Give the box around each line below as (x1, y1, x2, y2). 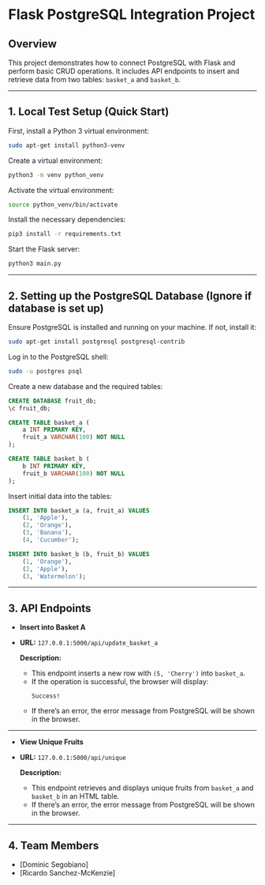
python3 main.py (8, 259, 62, 268)
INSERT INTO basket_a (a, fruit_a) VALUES (8, 506, 150, 515)
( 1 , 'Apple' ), (22, 514, 69, 522)
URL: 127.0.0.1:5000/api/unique (19, 753, 126, 762)
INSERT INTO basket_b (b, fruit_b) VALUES (8, 550, 150, 558)
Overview (8, 37, 58, 51)
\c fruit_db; (8, 404, 51, 412)
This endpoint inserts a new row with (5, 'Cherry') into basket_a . (31, 668, 246, 678)
